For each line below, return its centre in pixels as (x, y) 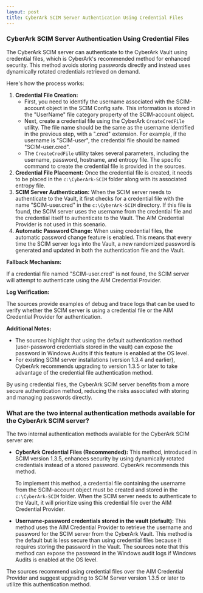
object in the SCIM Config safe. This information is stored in (121, 108)
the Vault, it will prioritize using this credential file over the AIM (93, 503)
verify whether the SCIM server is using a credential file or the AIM (90, 310)
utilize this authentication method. (49, 584)
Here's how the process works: (45, 83)
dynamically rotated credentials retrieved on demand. (73, 71)
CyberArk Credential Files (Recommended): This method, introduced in (106, 452)
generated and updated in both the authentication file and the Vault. (100, 250)
